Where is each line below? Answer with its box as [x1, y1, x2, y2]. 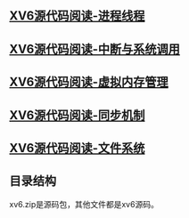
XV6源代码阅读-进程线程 [9, 8, 145, 24]
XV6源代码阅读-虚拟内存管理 [9, 75, 169, 90]
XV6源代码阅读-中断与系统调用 [9, 41, 181, 56]
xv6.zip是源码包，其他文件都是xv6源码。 [9, 198, 159, 209]
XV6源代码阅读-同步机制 [9, 108, 145, 123]
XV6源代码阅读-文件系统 [9, 141, 145, 156]
